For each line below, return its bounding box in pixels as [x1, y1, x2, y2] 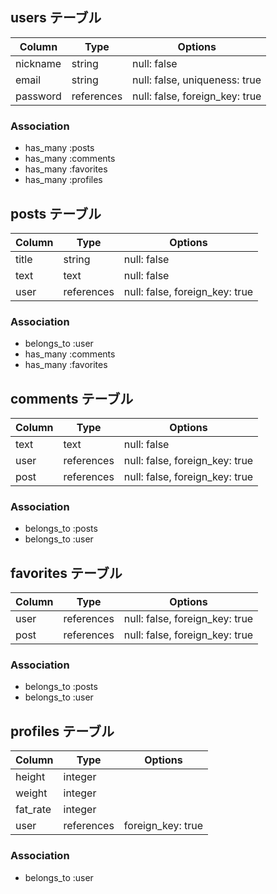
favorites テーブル [10, 564, 123, 582]
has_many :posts [24, 142, 95, 154]
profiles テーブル [10, 723, 115, 740]
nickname [15, 56, 62, 70]
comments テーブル [10, 390, 134, 407]
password [15, 89, 62, 103]
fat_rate [15, 803, 52, 817]
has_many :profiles [24, 174, 103, 186]
